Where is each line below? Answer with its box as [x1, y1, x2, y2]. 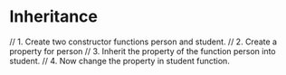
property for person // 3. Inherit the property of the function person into [9, 45, 276, 56]
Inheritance [9, 6, 98, 27]
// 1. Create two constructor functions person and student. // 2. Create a [9, 36, 278, 47]
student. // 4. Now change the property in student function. [9, 55, 231, 66]
